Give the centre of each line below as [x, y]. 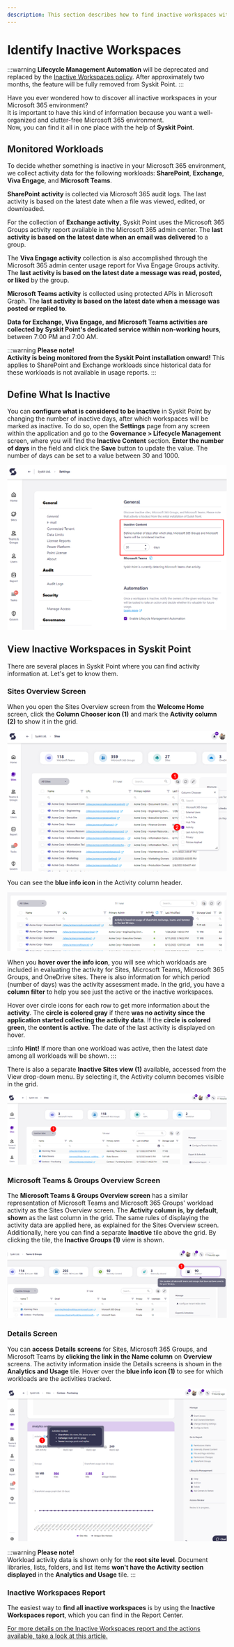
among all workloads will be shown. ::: [62, 1056]
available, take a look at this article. [57, 1636]
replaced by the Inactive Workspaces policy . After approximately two [106, 77]
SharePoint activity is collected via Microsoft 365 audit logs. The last [107, 194]
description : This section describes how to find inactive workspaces [112, 15]
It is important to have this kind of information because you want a [102, 112]
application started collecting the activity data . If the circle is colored [109, 1020]
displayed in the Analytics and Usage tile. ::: [71, 1575]
